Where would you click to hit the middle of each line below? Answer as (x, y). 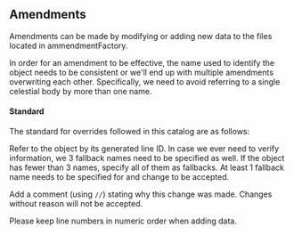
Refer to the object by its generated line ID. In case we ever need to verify (144, 149)
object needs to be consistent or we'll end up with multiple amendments (142, 72)
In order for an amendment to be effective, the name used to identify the (142, 62)
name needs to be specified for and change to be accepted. (119, 177)
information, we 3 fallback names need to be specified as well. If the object (147, 158)
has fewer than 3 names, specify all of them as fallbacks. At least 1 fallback (147, 167)
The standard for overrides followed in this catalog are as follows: (130, 132)
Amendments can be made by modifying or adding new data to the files (141, 36)
